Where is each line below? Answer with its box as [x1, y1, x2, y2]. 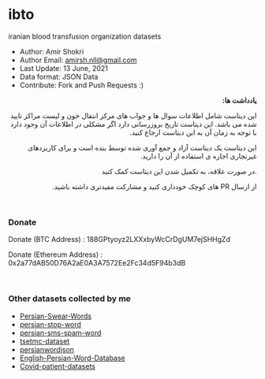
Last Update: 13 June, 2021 [19, 63, 109, 72]
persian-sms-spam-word [19, 328, 102, 337]
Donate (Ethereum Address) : [8, 250, 103, 259]
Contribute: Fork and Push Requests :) [19, 80, 144, 90]
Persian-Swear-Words [19, 311, 92, 321]
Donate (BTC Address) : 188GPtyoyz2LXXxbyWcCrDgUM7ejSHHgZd [8, 235, 231, 244]
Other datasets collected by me [8, 293, 132, 304]
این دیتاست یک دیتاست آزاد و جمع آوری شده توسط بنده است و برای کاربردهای [27, 143, 257, 152]
